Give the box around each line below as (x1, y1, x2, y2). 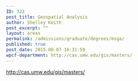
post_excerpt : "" (6, 25, 49, 31)
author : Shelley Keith (6, 19, 62, 25)
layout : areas (6, 31, 41, 36)
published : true (6, 42, 46, 48)
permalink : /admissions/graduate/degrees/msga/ (6, 36, 125, 42)
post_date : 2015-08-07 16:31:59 (6, 47, 85, 53)
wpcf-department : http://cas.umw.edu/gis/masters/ (6, 52, 133, 58)
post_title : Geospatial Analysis (6, 14, 88, 20)
